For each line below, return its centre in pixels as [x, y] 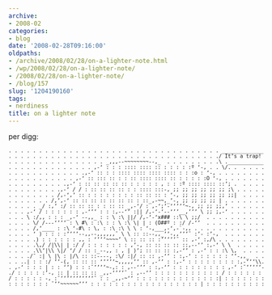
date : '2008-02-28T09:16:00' [57, 46]
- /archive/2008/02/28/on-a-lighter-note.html [88, 61]
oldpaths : [25, 53]
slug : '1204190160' [41, 91]
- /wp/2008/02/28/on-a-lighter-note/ [72, 69]
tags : [17, 99]
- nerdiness [28, 106]
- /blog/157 [28, 83]
